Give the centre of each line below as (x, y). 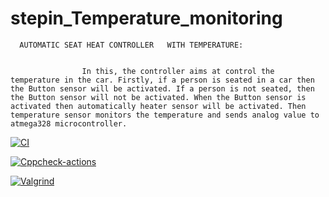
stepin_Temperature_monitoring (146, 18)
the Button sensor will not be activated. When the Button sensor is (158, 97)
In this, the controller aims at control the (178, 71)
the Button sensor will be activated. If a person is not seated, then (162, 88)
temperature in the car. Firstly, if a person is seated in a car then (162, 80)
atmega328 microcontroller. (69, 123)
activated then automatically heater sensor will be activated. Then (158, 106)
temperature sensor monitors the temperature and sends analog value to (165, 115)
